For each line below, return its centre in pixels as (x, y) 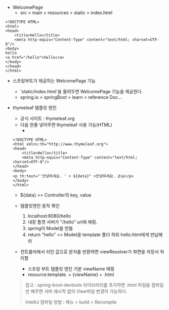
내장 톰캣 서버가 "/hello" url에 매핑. (62, 222)
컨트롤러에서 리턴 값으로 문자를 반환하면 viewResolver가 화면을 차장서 (90, 252)
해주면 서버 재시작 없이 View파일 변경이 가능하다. (79, 291)
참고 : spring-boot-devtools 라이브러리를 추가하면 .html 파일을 (88, 285)
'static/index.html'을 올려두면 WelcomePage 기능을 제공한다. (81, 91)
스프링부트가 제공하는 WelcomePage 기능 (54, 81)
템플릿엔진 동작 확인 (40, 206)
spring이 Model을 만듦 (50, 228)
